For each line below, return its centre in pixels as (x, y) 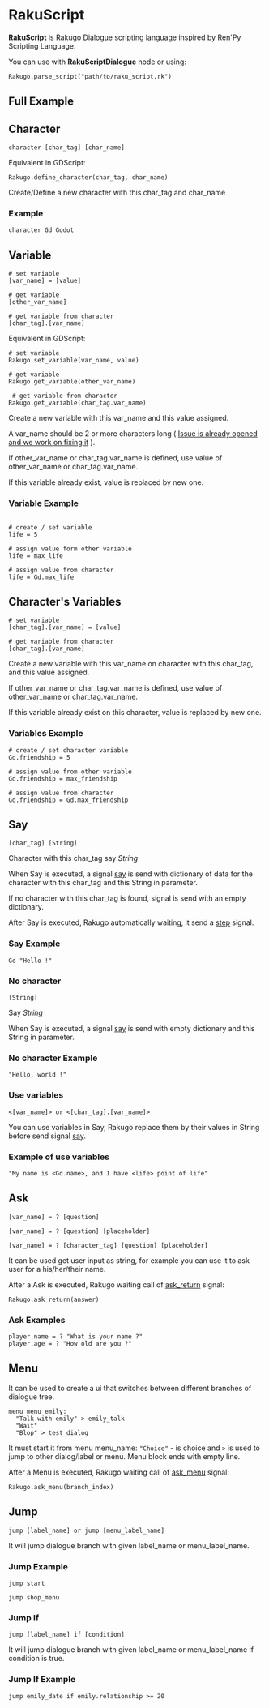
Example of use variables (59, 1157)
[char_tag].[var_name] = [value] (65, 627)
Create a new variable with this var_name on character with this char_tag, (131, 664)
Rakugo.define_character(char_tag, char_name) (88, 178)
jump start (27, 1583)
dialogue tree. (32, 1397)
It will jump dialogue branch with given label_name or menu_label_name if (131, 1650)
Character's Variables (65, 601)
